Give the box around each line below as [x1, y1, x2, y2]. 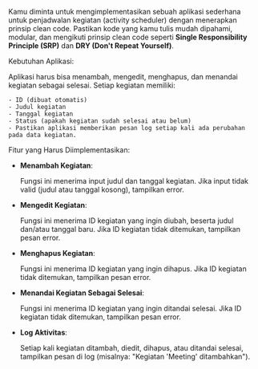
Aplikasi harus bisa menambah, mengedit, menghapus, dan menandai [8, 72, 238, 81]
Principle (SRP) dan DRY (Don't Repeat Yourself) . [8, 41, 175, 51]
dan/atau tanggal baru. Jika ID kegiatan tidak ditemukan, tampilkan [19, 225, 240, 233]
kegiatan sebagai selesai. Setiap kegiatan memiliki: [8, 80, 176, 90]
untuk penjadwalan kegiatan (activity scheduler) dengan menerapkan [8, 15, 238, 25]
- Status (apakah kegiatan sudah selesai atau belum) [8, 117, 192, 125]
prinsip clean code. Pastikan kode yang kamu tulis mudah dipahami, [8, 24, 233, 33]
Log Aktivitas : [19, 328, 68, 337]
